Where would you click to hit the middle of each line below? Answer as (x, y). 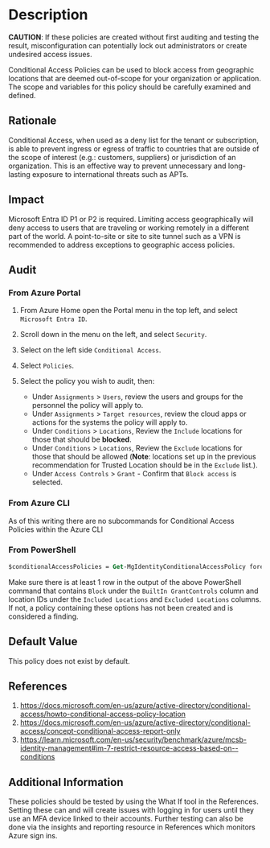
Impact (26, 200)
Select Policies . (47, 366)
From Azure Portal (45, 293)
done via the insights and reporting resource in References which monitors (132, 827)
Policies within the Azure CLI (55, 529)
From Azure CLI (39, 503)
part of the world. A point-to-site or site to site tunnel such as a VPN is (125, 236)
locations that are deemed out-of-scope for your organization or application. (135, 78)
